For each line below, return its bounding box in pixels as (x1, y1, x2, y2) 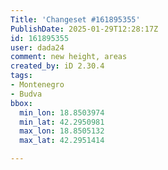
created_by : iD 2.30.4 (10, 61, 105, 71)
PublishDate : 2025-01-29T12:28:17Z (10, 24, 159, 34)
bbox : (10, 98, 33, 108)
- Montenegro (10, 80, 65, 90)
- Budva (10, 89, 43, 99)
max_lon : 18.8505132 (19, 126, 105, 136)
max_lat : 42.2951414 (19, 136, 105, 146)
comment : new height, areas (10, 52, 128, 62)
